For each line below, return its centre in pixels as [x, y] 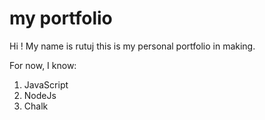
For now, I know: [43, 65]
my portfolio [61, 18]
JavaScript [46, 84]
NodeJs [40, 95]
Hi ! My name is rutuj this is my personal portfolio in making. [132, 46]
